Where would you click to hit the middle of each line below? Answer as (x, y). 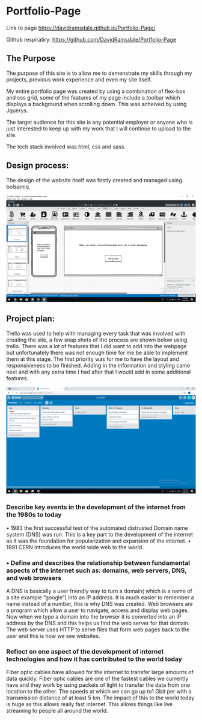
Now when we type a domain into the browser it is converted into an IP (94, 616)
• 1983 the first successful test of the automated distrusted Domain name (97, 528)
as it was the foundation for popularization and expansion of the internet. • (99, 541)
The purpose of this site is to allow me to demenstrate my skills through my (99, 73)
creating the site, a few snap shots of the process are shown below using (97, 340)
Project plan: (31, 319)
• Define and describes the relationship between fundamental (98, 562)
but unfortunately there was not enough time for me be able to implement (97, 352)
